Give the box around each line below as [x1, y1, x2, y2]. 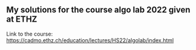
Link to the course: [6, 30, 53, 37]
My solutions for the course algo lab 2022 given [6, 5, 191, 15]
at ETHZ [6, 14, 38, 25]
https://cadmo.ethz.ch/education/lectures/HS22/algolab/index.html [6, 36, 174, 44]
